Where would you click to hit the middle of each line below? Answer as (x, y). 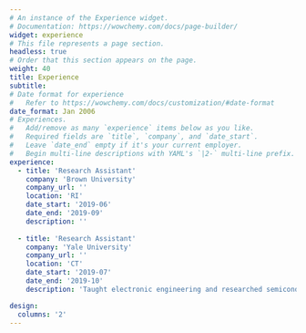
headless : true (38, 52)
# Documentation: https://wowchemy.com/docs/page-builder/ (124, 26)
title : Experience (44, 78)
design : (24, 306)
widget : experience (46, 35)
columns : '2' (42, 314)
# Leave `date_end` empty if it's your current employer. (126, 145)
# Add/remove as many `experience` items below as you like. (132, 129)
